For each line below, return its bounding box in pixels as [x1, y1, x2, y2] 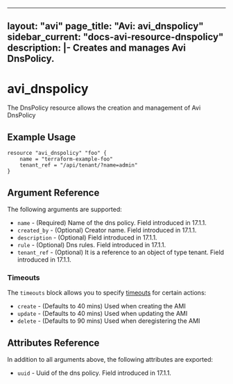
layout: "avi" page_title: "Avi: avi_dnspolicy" [7, 20, 204, 32]
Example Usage [7, 131, 76, 143]
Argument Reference [7, 187, 100, 199]
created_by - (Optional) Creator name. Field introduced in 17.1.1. [17, 226, 197, 234]
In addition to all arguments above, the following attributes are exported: [7, 356, 214, 364]
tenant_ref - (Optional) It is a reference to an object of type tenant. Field [17, 248, 224, 256]
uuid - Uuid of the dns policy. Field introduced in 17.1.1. [17, 369, 172, 377]
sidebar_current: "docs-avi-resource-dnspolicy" [7, 31, 224, 43]
